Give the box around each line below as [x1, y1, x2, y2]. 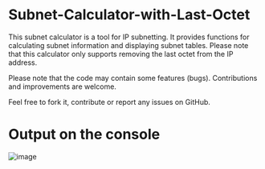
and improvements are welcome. [8, 82, 116, 91]
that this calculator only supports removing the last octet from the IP [8, 49, 234, 58]
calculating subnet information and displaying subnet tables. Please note [8, 40, 249, 50]
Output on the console [8, 126, 161, 143]
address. [8, 58, 38, 67]
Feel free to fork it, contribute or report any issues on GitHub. [8, 97, 211, 107]
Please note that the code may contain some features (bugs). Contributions [8, 73, 258, 82]
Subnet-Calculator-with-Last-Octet [8, 6, 251, 24]
